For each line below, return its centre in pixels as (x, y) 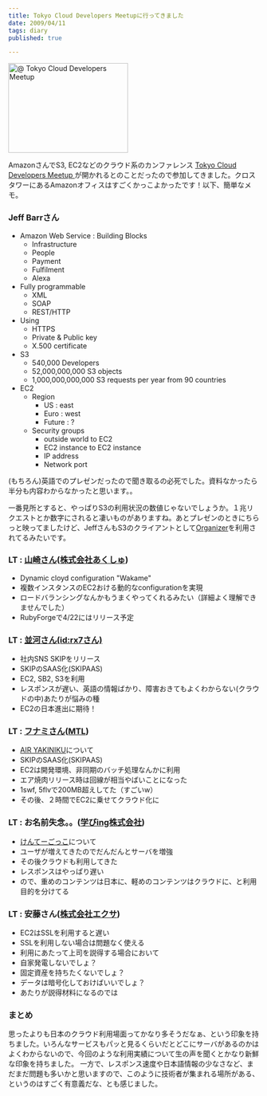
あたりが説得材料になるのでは (69, 992)
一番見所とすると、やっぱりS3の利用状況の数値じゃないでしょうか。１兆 (128, 508)
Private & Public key (65, 337)
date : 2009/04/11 (37, 23)
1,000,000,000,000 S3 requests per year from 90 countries (129, 379)
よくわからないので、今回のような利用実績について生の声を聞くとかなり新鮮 (134, 1054)
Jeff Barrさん (34, 218)
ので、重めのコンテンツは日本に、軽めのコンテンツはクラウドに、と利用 (138, 881)
